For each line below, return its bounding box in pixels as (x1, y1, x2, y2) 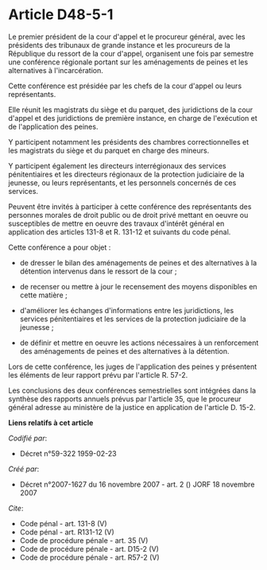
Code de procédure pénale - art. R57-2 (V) (19, 553, 161, 562)
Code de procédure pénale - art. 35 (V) (19, 535, 149, 545)
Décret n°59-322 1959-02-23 (19, 448, 117, 458)
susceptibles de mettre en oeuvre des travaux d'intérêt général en (8, 219, 225, 228)
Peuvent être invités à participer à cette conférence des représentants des (8, 201, 252, 211)
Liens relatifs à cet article (8, 417, 94, 427)
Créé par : (8, 463, 40, 474)
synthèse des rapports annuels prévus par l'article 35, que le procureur (8, 394, 242, 403)
